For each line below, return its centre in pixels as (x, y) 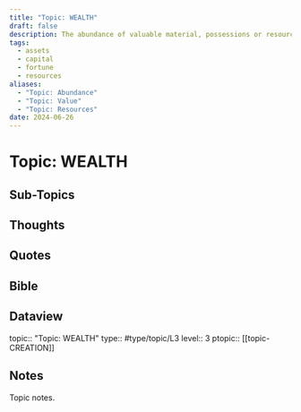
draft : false (34, 26)
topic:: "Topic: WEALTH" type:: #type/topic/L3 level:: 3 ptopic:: (125, 338)
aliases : (26, 84)
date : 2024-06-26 (42, 117)
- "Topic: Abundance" (58, 92)
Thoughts (37, 225)
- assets (34, 51)
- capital (35, 59)
